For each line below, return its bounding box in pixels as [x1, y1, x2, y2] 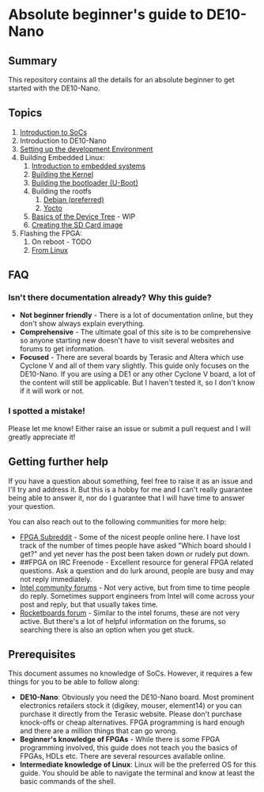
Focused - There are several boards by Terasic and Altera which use [19, 352, 244, 362]
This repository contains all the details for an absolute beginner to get [8, 75, 235, 84]
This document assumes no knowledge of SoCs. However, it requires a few [8, 668, 253, 679]
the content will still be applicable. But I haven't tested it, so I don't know [19, 377, 255, 387]
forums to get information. [19, 343, 105, 354]
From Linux [31, 245, 69, 254]
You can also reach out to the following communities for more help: [8, 517, 227, 526]
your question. [8, 501, 55, 511]
